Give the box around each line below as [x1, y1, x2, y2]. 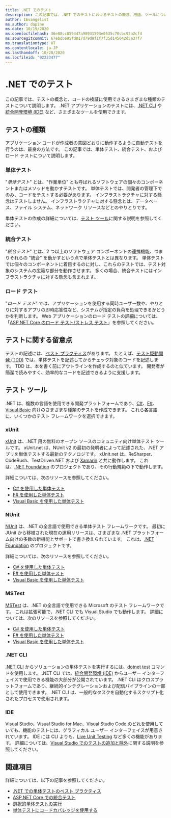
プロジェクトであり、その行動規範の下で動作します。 [54, 463, 166, 469]
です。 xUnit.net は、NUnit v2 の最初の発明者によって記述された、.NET [9, 444, 159, 451]
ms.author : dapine [5, 21, 44, 27]
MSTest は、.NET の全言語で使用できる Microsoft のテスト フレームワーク [5, 602, 160, 608]
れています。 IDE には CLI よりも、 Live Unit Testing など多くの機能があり [5, 733, 158, 740]
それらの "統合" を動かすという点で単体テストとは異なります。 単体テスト [9, 254, 164, 260]
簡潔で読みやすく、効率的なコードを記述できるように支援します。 [5, 369, 144, 375]
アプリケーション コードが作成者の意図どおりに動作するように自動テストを [5, 140, 163, 146]
